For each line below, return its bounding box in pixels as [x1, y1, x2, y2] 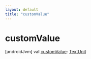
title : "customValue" [5, 12, 50, 17]
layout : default [5, 7, 38, 12]
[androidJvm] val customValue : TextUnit [5, 49, 87, 55]
